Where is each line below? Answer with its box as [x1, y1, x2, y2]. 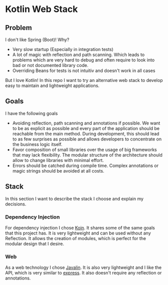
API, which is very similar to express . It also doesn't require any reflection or [5, 270, 162, 276]
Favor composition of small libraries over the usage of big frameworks [12, 146, 157, 152]
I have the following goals [5, 110, 58, 116]
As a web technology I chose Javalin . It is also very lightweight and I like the [5, 264, 162, 270]
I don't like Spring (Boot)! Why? [5, 36, 69, 42]
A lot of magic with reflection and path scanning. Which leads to [12, 51, 145, 57]
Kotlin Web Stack [5, 3, 78, 15]
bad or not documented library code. [12, 62, 88, 68]
